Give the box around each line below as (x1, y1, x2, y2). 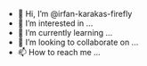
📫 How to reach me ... (17, 47, 101, 57)
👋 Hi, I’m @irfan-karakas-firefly (17, 9, 133, 19)
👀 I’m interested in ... (17, 18, 94, 29)
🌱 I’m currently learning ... (17, 28, 113, 37)
